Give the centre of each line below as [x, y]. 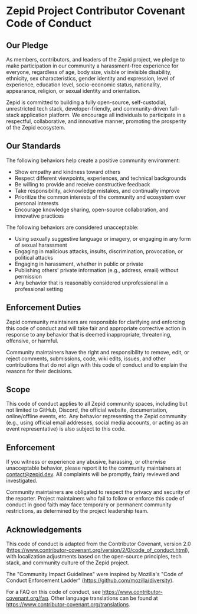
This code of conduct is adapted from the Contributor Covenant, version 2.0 [98, 544]
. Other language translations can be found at [103, 598]
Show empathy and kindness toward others [68, 172]
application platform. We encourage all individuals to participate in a [103, 115]
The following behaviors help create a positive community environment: [93, 160]
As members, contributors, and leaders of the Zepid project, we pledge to [96, 59]
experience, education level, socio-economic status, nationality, [84, 85]
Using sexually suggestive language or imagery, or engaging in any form [103, 238]
